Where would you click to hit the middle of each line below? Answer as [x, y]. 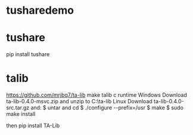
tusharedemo [40, 10]
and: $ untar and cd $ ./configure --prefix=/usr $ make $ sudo [107, 108]
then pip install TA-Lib [33, 125]
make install [21, 114]
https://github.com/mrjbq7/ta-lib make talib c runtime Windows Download [97, 95]
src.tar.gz [18, 108]
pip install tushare [28, 54]
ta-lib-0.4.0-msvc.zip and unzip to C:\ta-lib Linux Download [80, 102]
